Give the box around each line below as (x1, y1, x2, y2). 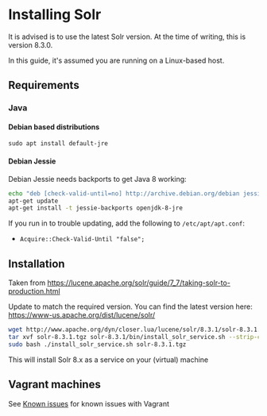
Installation (8, 256, 65, 271)
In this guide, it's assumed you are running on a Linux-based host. (8, 56, 225, 65)
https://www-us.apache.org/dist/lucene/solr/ (8, 310, 156, 320)
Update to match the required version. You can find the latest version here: (8, 302, 253, 311)
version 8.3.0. (8, 40, 53, 49)
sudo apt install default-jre (8, 140, 109, 148)
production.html (8, 287, 61, 296)
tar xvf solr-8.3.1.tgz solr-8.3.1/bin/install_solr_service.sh (8, 333, 226, 341)
